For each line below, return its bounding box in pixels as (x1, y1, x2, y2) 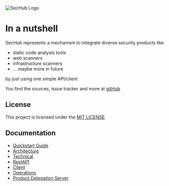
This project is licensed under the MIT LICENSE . (5, 114, 106, 120)
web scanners (12, 55, 43, 61)
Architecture (12, 148, 39, 154)
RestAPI (12, 158, 30, 165)
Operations (12, 169, 37, 176)
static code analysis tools (12, 49, 66, 56)
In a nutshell (5, 23, 58, 34)
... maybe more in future (12, 65, 64, 72)
